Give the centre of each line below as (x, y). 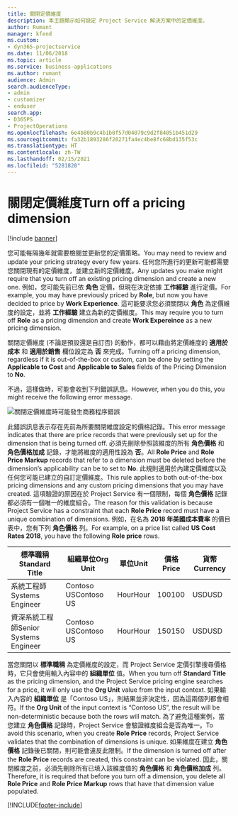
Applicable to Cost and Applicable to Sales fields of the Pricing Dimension (117, 367)
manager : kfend (30, 34)
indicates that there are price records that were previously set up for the (113, 434)
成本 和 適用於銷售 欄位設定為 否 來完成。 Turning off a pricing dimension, (114, 351)
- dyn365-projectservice (44, 47)
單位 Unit (134, 563)
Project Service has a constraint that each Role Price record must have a (113, 510)
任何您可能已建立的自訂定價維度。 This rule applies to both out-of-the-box (115, 477)
